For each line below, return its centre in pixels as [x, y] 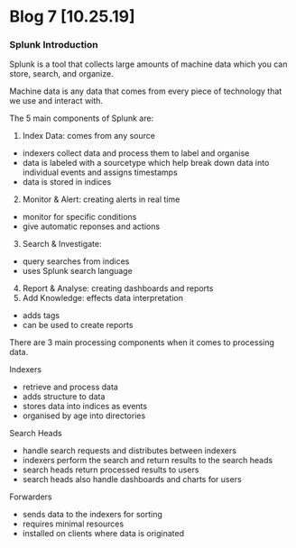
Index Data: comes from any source [89, 136]
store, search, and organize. [62, 74]
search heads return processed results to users [111, 470]
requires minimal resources [73, 524]
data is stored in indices [67, 182]
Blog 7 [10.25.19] [72, 17]
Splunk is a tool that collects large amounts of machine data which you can [148, 64]
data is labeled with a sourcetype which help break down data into [146, 163]
